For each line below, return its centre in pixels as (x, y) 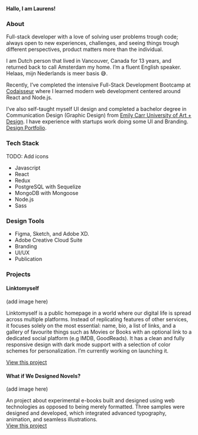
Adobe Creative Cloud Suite (48, 240)
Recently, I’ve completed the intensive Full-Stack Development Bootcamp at (98, 85)
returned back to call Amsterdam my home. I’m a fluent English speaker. (94, 67)
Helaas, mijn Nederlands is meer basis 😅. (57, 73)
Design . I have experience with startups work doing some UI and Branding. (97, 121)
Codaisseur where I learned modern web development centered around (93, 91)
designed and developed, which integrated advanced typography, (86, 413)
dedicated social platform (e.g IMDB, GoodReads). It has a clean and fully (95, 338)
